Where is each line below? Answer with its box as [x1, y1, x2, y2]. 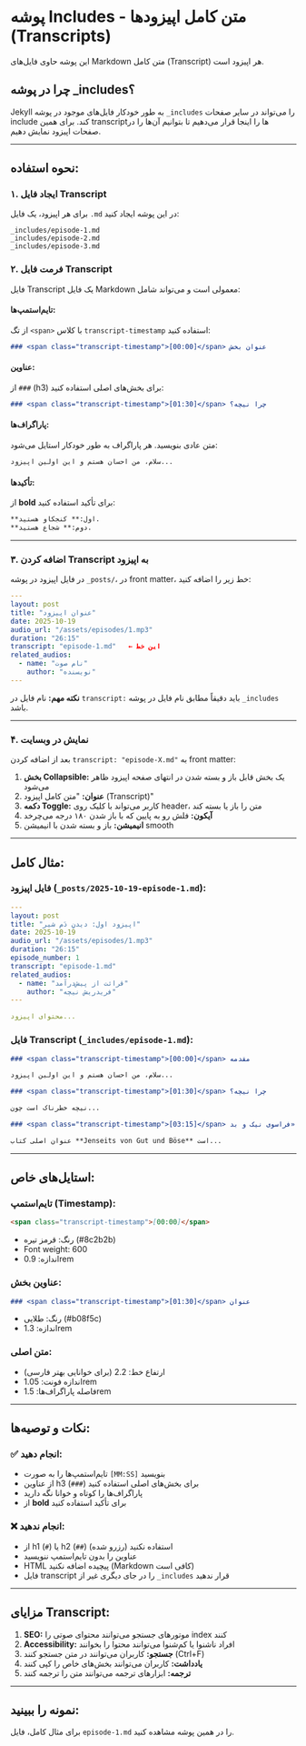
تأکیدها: [10, 477, 35, 487]
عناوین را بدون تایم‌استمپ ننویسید [23, 1550, 138, 1561]
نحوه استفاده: [10, 161, 80, 176]
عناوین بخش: [10, 1276, 62, 1289]
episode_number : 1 [10, 953, 80, 963]
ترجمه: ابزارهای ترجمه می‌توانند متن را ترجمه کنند [23, 1667, 192, 1679]
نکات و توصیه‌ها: [10, 1420, 91, 1436]
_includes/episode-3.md [10, 242, 101, 251]
